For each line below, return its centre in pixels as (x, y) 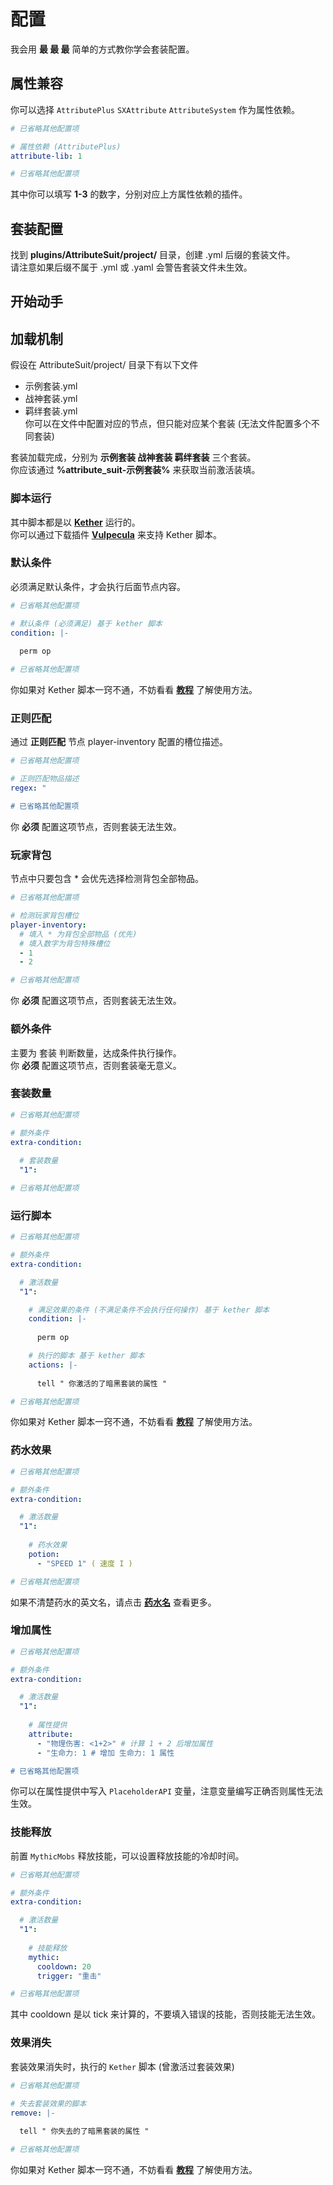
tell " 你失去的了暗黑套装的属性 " (84, 2131)
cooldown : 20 (64, 1966)
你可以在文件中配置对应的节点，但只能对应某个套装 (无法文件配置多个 (168, 424)
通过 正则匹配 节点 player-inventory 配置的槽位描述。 (119, 742)
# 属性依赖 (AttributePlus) (66, 146)
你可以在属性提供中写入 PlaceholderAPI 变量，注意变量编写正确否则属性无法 (167, 1791)
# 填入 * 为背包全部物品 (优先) (78, 934)
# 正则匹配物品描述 (45, 779)
